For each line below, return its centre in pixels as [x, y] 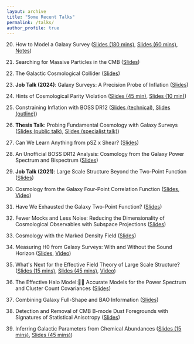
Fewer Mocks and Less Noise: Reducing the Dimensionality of [90, 218]
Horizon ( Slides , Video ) [43, 253]
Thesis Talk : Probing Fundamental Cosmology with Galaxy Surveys [96, 125]
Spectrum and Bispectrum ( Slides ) [57, 160]
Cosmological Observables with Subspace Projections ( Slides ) [91, 224]
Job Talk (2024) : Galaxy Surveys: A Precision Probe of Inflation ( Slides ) [102, 85]
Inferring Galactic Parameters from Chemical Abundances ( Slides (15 [98, 329]
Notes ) [23, 51]
